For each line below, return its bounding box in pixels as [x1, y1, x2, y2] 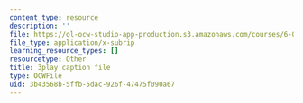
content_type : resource [9, 13, 99, 22]
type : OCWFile [9, 72, 63, 81]
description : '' [9, 21, 70, 30]
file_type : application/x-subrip [9, 38, 135, 47]
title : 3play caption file [9, 64, 111, 73]
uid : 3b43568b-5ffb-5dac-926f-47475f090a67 [9, 80, 176, 89]
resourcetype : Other [9, 55, 87, 64]
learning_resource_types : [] [9, 47, 119, 56]
